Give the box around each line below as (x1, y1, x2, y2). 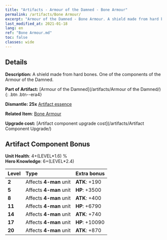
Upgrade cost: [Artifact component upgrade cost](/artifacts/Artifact (5, 120, 144, 126)
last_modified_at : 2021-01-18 (5, 21, 68, 26)
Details (5, 58, 27, 67)
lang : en (5, 26, 23, 31)
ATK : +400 (75, 195, 102, 202)
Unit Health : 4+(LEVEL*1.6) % (5, 153, 68, 159)
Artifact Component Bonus (5, 140, 90, 148)
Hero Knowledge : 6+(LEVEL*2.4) (5, 159, 75, 164)
